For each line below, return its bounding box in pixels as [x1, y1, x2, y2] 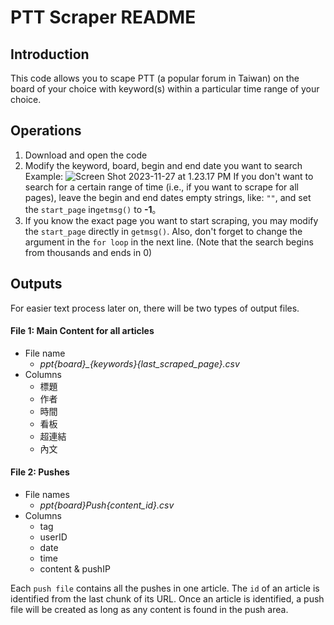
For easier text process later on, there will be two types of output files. [10, 302, 300, 314]
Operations [10, 122, 82, 140]
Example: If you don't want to [24, 170, 314, 182]
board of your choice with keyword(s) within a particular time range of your [10, 83, 320, 95]
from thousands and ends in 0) [24, 246, 153, 258]
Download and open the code [24, 149, 148, 161]
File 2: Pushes [10, 466, 70, 478]
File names [24, 489, 70, 501]
